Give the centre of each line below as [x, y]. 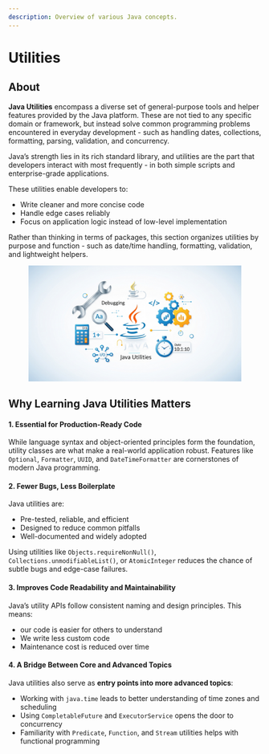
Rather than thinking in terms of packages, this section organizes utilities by [134, 237]
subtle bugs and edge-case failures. [68, 569]
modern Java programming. [54, 468]
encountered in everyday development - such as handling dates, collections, [135, 132]
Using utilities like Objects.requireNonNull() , [82, 552]
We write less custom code [65, 638]
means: [21, 613]
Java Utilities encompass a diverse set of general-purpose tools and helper [134, 106]
